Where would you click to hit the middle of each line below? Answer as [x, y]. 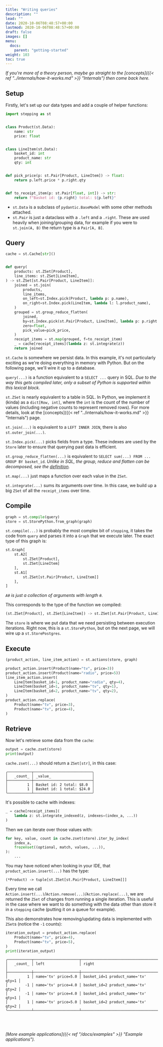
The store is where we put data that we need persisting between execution [80, 623]
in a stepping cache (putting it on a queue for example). [61, 910]
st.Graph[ [15, 550]
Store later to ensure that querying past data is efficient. [61, 447]
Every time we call [24, 889]
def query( [16, 267]
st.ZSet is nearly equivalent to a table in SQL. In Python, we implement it [78, 397]
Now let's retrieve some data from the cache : [50, 741]
